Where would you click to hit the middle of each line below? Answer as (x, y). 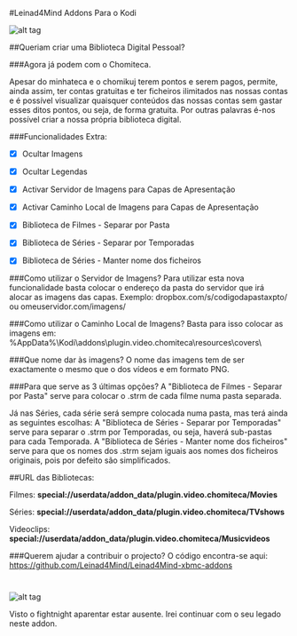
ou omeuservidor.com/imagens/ (68, 306)
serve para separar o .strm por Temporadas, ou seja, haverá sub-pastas (141, 432)
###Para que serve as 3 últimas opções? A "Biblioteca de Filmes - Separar (146, 386)
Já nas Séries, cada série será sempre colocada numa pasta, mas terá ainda (148, 413)
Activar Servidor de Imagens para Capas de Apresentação (129, 189)
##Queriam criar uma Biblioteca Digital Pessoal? (97, 47)
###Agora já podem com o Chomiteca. (80, 64)
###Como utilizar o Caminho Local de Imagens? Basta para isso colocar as (146, 324)
